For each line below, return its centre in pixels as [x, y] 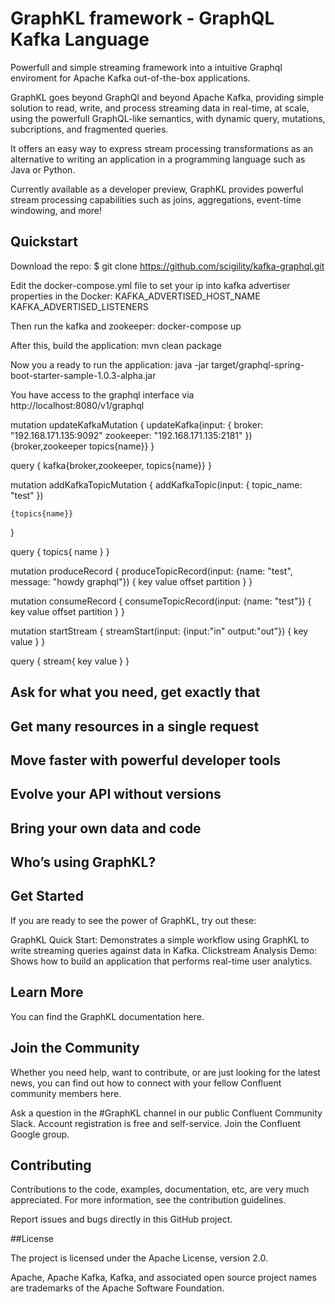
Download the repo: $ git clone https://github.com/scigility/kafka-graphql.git [167, 266]
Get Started [47, 896]
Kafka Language [80, 39]
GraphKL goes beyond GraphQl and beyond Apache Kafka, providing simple [167, 97]
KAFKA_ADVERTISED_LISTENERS [79, 306]
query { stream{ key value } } [70, 661]
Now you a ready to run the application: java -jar [110, 364]
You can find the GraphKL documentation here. [107, 1016]
